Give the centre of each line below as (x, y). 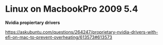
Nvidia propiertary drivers (33, 22)
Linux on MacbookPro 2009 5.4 (72, 9)
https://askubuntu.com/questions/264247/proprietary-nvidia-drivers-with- (81, 32)
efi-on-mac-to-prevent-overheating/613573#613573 (59, 37)
